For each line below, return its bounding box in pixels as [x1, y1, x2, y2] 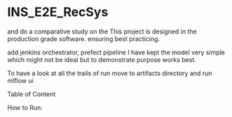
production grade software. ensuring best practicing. [7, 34, 160, 42]
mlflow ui [7, 76, 34, 84]
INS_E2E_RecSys [7, 4, 109, 20]
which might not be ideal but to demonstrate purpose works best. [7, 55, 196, 63]
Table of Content [7, 90, 56, 98]
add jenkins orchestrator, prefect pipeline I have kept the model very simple [7, 48, 226, 56]
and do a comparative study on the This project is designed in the [7, 27, 198, 36]
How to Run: [7, 103, 43, 111]
